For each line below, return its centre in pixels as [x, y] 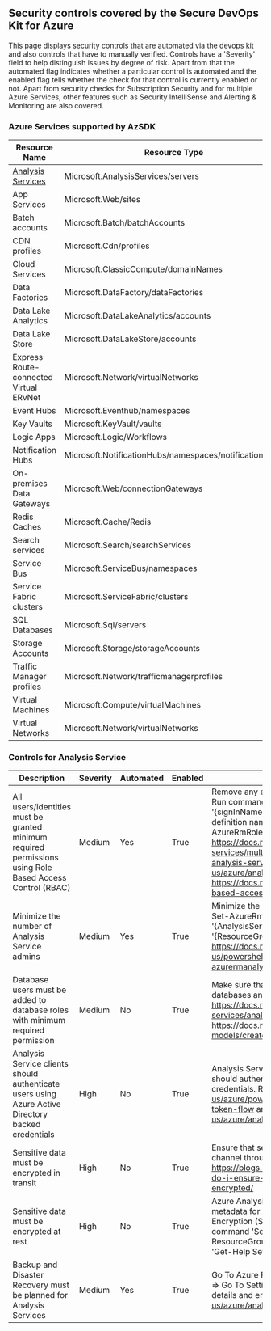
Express [28, 357]
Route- [26, 367]
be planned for [40, 1295]
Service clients [40, 1064]
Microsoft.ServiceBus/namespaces [131, 568]
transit [25, 1183]
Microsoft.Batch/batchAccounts [125, 223]
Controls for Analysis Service [67, 758]
